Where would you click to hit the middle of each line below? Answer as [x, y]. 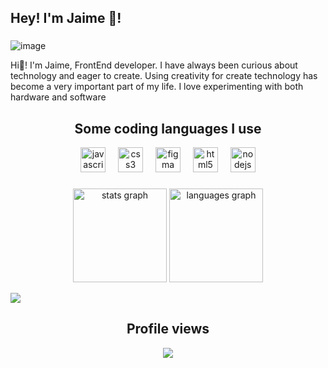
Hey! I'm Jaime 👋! [66, 18]
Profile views [168, 329]
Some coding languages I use [168, 128]
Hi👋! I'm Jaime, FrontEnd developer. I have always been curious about [154, 65]
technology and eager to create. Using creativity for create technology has [164, 76]
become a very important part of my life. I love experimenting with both [157, 87]
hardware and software [58, 97]
